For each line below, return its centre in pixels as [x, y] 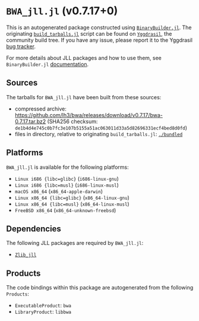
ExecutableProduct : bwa [43, 306]
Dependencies [34, 229]
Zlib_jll [26, 255]
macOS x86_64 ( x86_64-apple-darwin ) [59, 191]
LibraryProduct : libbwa [43, 312]
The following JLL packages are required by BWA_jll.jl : [75, 243]
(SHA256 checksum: [72, 121]
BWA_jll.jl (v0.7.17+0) [62, 11]
